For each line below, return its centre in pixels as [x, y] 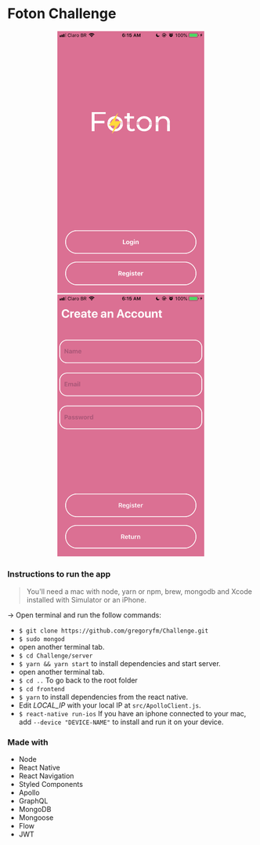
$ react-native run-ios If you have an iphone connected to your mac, [132, 713]
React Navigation [46, 776]
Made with [28, 742]
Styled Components [51, 785]
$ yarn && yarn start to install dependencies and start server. [119, 663]
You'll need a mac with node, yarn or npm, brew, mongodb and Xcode [139, 591]
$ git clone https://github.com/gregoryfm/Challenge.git [114, 631]
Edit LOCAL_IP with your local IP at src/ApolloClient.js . [110, 705]
